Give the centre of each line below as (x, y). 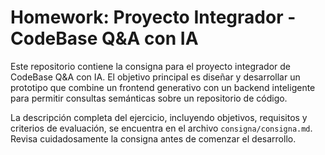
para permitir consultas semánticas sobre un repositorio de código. (149, 98)
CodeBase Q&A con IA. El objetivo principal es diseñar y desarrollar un (155, 77)
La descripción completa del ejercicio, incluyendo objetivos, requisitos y (159, 117)
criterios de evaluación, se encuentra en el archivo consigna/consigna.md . (161, 128)
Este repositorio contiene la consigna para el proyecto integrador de (151, 66)
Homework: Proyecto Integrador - (153, 17)
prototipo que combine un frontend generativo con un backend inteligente (163, 87)
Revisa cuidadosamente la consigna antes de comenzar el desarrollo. (153, 138)
